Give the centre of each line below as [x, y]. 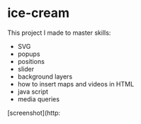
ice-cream [38, 13]
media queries [39, 99]
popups [29, 54]
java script [33, 91]
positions [31, 61]
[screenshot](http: [34, 113]
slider [26, 69]
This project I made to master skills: [59, 33]
